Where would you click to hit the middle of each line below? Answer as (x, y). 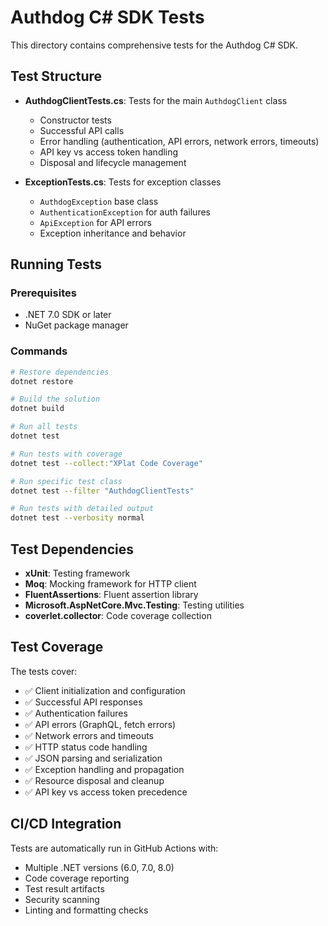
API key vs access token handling (109, 152)
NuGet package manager (76, 325)
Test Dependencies (72, 549)
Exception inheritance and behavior (113, 233)
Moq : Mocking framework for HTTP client (110, 584)
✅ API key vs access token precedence (106, 792)
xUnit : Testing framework (77, 573)
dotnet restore (42, 381)
